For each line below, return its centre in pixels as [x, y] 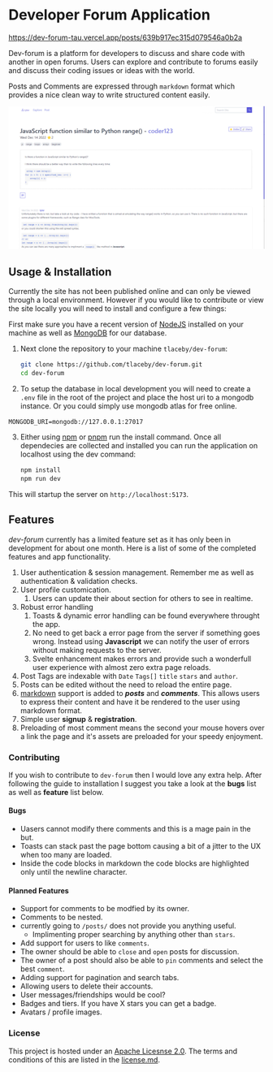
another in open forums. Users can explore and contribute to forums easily [133, 62]
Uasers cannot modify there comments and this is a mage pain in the [135, 829]
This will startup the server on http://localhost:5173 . [99, 494]
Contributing [34, 757]
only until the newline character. [74, 872]
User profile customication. [65, 590]
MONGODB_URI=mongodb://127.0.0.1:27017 [76, 422]
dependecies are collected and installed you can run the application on [139, 446]
